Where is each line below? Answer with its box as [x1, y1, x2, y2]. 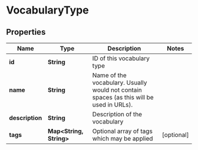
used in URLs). [92, 101, 133, 109]
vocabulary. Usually [92, 79, 147, 86]
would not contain [92, 86, 143, 94]
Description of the [92, 110, 143, 118]
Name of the [92, 71, 127, 79]
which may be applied [92, 135, 153, 142]
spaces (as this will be [92, 94, 154, 101]
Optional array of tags [92, 127, 153, 135]
